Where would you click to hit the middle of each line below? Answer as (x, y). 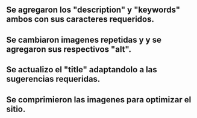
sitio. (16, 109)
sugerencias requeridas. (53, 79)
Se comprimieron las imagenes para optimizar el (99, 100)
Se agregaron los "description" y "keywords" (93, 10)
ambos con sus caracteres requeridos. (80, 20)
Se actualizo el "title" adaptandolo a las (82, 70)
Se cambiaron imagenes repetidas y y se (84, 39)
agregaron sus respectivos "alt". (69, 49)
